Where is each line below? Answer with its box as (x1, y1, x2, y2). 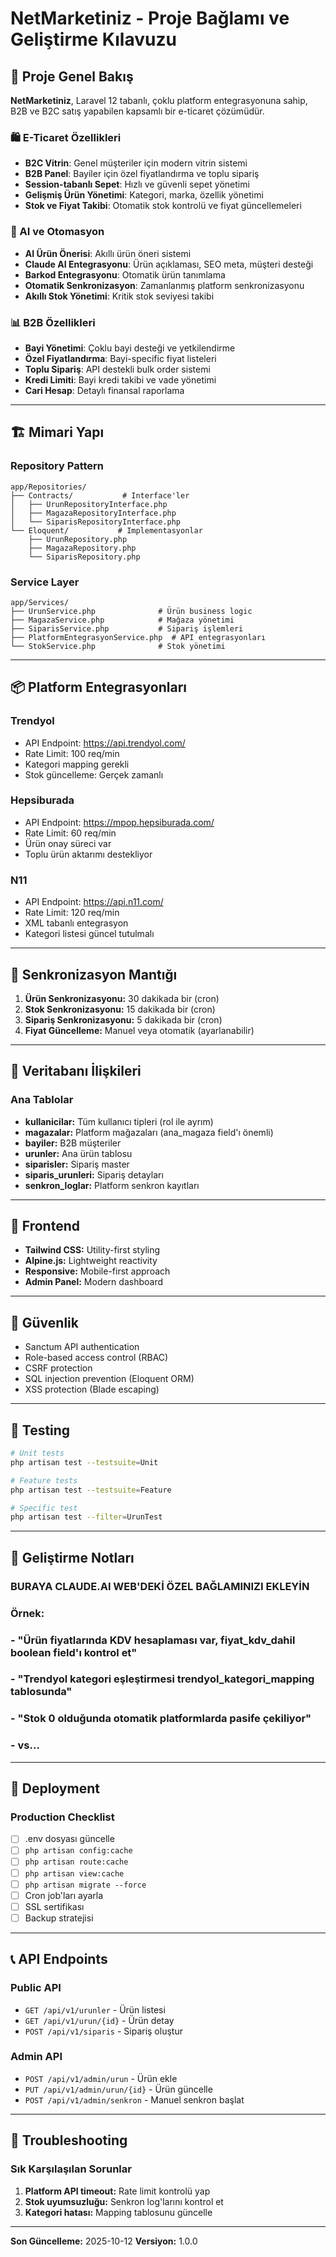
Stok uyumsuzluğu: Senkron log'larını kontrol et (24, 2195, 224, 2207)
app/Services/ (10, 597, 70, 607)
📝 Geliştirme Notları (10, 1549, 135, 1566)
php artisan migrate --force (24, 1880, 147, 1890)
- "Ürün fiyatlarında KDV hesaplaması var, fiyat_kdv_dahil (10, 1633, 296, 1647)
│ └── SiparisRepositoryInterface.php (10, 517, 182, 527)
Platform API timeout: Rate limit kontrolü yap (24, 2185, 211, 2197)
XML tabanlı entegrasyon (24, 917, 129, 929)
